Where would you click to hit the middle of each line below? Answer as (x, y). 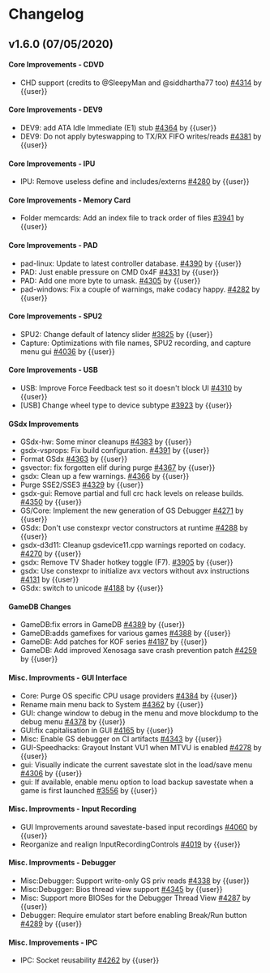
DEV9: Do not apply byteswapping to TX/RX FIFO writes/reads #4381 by (141, 136)
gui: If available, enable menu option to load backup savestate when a (137, 782)
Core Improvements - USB (54, 370)
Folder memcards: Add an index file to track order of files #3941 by (132, 218)
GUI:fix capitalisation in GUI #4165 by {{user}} (97, 730)
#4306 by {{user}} (51, 773)
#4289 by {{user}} (51, 924)
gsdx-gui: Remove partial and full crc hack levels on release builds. (132, 493)
